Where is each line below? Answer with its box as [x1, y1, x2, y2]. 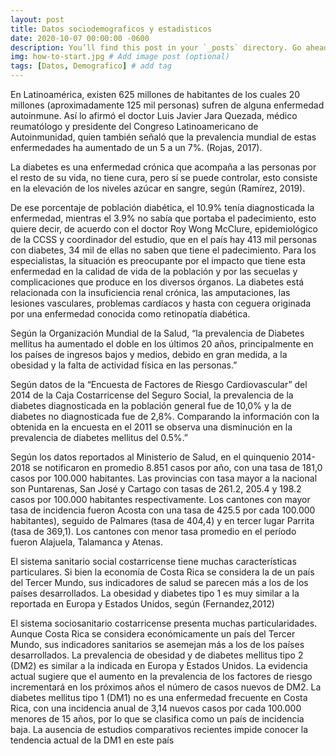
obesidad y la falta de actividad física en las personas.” [10, 359, 238, 371]
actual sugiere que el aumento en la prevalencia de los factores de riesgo [10, 671, 313, 682]
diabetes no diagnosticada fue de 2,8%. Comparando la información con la [10, 411, 320, 422]
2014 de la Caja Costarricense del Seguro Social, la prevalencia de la [10, 389, 294, 401]
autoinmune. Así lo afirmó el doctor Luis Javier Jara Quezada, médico [10, 110, 298, 121]
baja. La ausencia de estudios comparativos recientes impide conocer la [10, 724, 308, 735]
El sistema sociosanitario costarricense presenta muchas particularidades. [10, 617, 318, 629]
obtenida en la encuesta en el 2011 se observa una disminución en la [10, 421, 293, 433]
